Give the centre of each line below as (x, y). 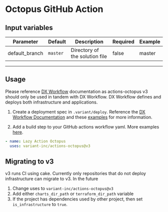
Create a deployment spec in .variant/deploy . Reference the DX (79, 111)
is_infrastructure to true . (40, 204)
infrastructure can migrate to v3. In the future (52, 179)
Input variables (29, 28)
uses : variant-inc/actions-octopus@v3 (50, 146)
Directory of (85, 50)
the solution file (89, 56)
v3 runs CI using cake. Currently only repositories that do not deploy (76, 173)
